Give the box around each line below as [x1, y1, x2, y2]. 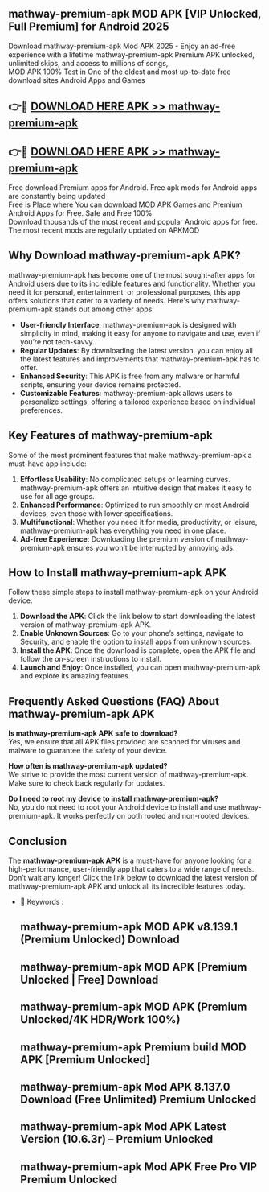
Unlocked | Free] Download [19, 972, 159, 986]
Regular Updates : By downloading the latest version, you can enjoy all [19, 345, 253, 355]
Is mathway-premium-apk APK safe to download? [8, 728, 178, 738]
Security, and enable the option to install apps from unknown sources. [19, 637, 252, 647]
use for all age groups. [19, 491, 95, 501]
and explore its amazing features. [19, 671, 131, 681]
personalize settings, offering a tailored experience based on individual [19, 397, 255, 406]
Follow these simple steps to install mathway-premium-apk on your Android [8, 588, 259, 597]
